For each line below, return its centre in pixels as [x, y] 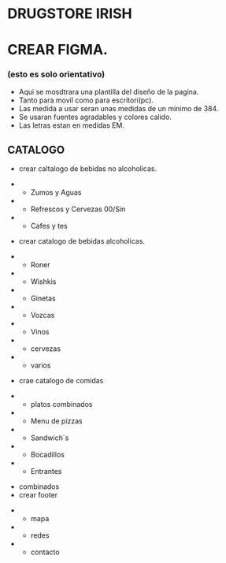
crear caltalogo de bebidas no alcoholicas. [88, 169]
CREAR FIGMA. [57, 50]
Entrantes [46, 472]
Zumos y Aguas [56, 192]
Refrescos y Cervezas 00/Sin [78, 209]
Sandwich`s [50, 438]
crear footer [38, 495]
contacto [45, 552]
